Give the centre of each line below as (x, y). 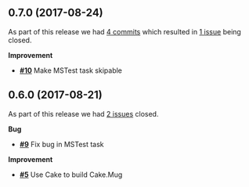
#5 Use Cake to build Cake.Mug (71, 174)
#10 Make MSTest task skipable (71, 70)
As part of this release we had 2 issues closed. (83, 113)
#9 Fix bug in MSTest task (61, 144)
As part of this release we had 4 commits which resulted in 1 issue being (125, 31)
